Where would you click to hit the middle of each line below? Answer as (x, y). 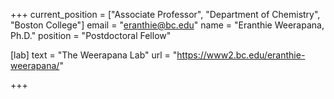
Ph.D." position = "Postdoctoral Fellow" (91, 35)
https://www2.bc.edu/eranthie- (241, 55)
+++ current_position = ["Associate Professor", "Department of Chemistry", (165, 14)
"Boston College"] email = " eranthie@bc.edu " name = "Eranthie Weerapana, (167, 25)
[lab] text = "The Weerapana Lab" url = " (94, 55)
